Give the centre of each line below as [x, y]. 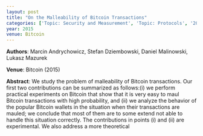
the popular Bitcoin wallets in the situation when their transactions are [93, 107]
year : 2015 [20, 29]
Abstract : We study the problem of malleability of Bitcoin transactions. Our [99, 82]
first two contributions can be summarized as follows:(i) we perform [91, 88]
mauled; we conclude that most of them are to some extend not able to [95, 114]
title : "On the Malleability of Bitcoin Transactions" [77, 18]
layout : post [23, 12]
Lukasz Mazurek [27, 58]
